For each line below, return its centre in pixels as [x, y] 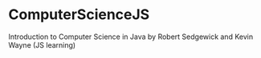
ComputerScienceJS [79, 15]
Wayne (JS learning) [42, 44]
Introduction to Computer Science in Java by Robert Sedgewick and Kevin [131, 37]
